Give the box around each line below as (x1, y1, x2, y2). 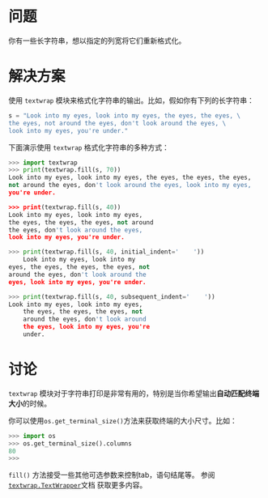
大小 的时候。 (8, 398, 51, 408)
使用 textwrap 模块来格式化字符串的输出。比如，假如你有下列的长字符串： (8, 95, 255, 105)
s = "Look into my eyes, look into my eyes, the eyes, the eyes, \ (8, 111, 241, 120)
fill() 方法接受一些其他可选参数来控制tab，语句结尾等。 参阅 (8, 470, 215, 480)
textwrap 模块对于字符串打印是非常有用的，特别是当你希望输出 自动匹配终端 (8, 388, 260, 398)
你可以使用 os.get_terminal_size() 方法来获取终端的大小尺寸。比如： (8, 415, 237, 425)
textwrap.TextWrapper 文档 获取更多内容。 (8, 480, 147, 490)
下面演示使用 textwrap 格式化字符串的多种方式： (8, 143, 170, 152)
